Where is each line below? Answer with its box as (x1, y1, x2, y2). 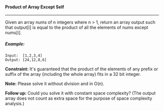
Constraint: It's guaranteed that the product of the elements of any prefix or (5, 66, 159, 72)
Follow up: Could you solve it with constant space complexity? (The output (5, 90, 156, 96)
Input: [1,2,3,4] (5, 53, 42, 58)
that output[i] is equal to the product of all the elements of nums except (5, 24, 148, 30)
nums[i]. (5, 30, 22, 36)
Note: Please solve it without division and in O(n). (5, 81, 104, 87)
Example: (5, 41, 25, 46)
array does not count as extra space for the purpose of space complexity (5, 95, 152, 101)
